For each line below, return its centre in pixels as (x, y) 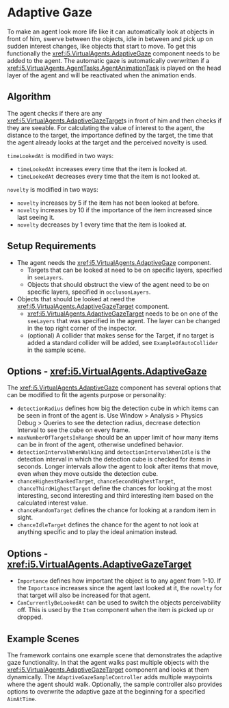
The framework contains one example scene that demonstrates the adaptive (114, 655)
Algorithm (29, 97)
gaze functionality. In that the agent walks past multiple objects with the (108, 662)
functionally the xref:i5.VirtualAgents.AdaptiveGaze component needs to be (113, 53)
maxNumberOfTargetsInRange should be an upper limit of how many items (118, 438)
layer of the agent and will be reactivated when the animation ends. (102, 75)
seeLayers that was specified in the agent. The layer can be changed (124, 320)
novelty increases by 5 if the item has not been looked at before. (108, 203)
